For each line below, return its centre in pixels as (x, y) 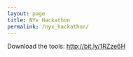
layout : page (26, 14)
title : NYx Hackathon (39, 20)
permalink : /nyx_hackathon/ (48, 26)
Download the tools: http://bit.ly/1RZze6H (66, 47)
